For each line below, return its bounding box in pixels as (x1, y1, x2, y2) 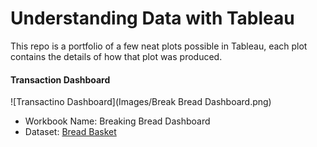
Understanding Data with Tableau (10, 7, 295, 30)
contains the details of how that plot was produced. (10, 50, 223, 62)
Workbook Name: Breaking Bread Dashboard (24, 115, 211, 127)
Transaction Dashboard (10, 73, 111, 86)
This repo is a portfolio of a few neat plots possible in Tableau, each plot (10, 40, 308, 52)
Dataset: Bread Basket (24, 126, 117, 138)
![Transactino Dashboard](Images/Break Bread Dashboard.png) (10, 96, 272, 108)
